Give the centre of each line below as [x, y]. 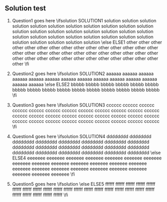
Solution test [25, 8]
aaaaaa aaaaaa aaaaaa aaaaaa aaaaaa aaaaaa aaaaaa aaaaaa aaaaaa [85, 79]
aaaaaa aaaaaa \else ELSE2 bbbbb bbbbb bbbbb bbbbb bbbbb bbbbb [86, 84]
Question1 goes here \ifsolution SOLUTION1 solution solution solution [84, 20]
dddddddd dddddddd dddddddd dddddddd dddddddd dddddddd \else [86, 152]
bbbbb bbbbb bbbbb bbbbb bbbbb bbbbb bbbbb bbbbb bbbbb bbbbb [86, 90]
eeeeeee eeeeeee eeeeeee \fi [43, 174]
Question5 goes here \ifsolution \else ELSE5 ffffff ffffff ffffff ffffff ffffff [84, 184]
